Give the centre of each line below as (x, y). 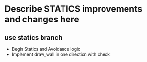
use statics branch (33, 37)
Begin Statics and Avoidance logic (46, 49)
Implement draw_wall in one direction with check (61, 54)
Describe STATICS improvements (73, 9)
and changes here (42, 19)
